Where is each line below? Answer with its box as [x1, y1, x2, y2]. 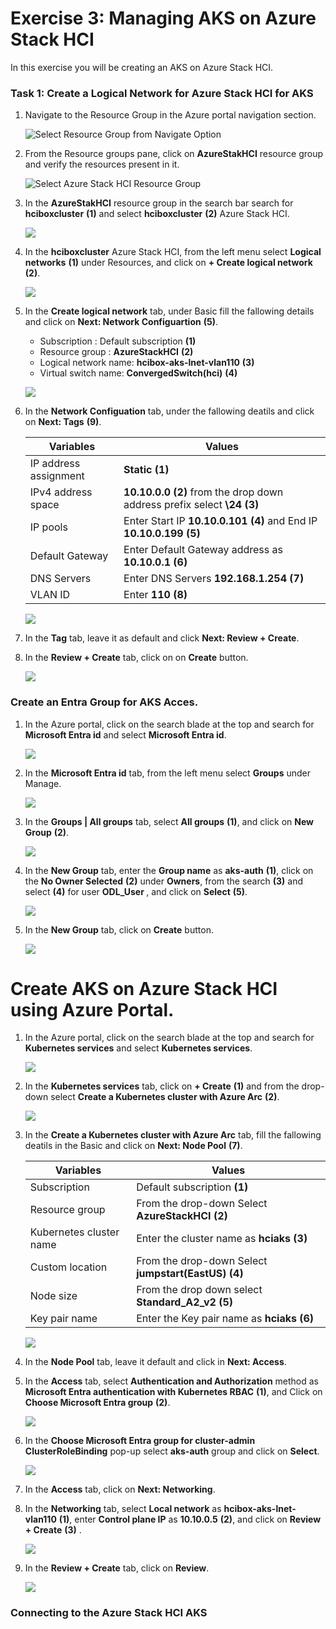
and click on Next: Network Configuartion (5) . [24, 316, 218, 328]
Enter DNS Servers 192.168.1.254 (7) [123, 572, 305, 586]
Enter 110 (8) [123, 588, 188, 602]
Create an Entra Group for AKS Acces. [10, 695, 199, 709]
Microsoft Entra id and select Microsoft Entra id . [24, 728, 227, 741]
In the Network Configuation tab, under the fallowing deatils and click [24, 405, 315, 417]
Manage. [24, 777, 62, 789]
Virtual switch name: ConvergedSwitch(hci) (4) [39, 367, 238, 379]
